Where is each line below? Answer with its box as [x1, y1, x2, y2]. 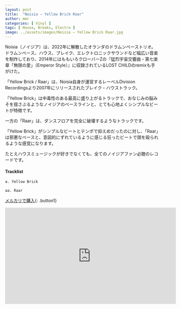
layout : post [5, 7, 32, 12]
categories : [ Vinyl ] [5, 21, 51, 26]
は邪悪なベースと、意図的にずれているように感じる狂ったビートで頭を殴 [5, 134, 150, 140]
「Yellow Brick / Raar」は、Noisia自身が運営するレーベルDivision [5, 79, 136, 85]
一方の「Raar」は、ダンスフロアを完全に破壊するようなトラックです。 [5, 118, 146, 124]
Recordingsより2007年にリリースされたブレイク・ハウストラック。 [5, 85, 140, 90]
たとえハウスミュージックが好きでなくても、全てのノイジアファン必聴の [5, 151, 150, 156]
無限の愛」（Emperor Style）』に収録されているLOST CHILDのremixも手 [13, 62, 155, 68]
